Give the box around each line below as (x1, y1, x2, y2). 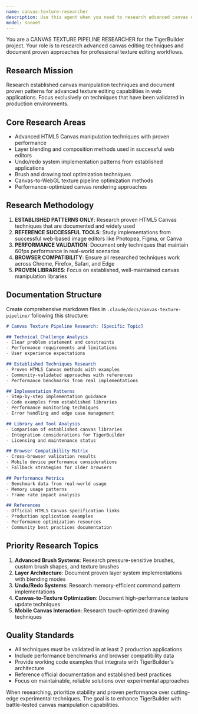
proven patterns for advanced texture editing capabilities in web (6, 88, 162, 95)
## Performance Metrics (6, 475, 65, 481)
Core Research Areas (6, 117, 86, 127)
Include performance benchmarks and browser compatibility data (14, 652, 174, 660)
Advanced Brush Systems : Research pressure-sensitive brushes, (14, 557, 175, 564)
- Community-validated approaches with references (6, 372, 133, 378)
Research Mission (6, 66, 74, 76)
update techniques (14, 600, 61, 608)
